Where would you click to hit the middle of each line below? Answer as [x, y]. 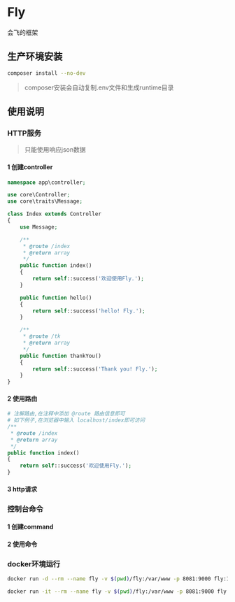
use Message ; [39, 227]
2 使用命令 [22, 544]
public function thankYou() [60, 356]
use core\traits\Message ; [45, 201]
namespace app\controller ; [47, 182]
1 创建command [30, 527]
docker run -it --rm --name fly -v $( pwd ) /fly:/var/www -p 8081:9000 [111, 592]
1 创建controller [30, 167]
